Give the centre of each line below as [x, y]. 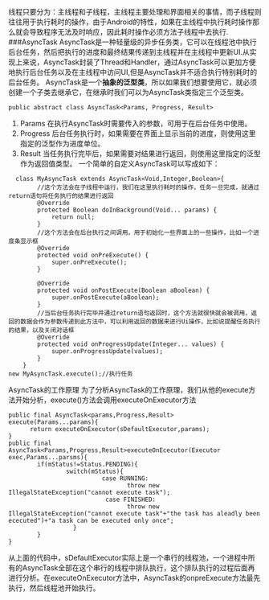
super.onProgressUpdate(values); [107, 351]
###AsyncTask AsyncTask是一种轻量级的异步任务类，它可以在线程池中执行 [132, 42]
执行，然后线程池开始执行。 [54, 588]
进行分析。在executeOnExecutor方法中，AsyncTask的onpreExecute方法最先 [134, 578]
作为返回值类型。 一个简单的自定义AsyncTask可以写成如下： [120, 164]
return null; [73, 217]
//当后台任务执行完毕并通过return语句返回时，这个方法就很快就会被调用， [144, 313]
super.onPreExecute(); [89, 262]
